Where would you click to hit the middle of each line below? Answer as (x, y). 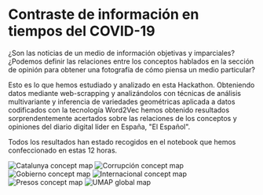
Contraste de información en (104, 15)
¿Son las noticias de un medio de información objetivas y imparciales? (122, 53)
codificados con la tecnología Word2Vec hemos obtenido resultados (119, 110)
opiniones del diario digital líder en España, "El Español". (99, 127)
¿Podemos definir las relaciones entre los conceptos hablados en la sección (131, 61)
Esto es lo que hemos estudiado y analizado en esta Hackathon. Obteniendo (131, 85)
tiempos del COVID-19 (82, 31)
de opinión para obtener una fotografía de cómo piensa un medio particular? (132, 69)
